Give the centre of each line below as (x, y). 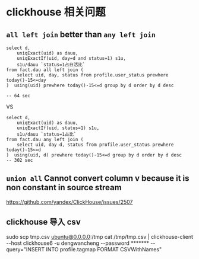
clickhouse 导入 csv (44, 222)
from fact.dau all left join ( (45, 70)
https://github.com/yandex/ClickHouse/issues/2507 (70, 202)
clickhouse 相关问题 (56, 12)
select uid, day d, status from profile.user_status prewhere (95, 145)
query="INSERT (26, 249)
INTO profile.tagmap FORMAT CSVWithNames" (104, 249)
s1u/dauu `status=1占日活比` (51, 65)
